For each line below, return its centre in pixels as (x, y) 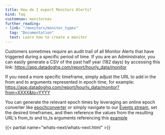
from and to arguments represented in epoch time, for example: (70, 82)
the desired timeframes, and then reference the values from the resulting (79, 112)
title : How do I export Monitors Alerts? (48, 10)
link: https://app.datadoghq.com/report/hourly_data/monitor (66, 67)
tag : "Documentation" (32, 33)
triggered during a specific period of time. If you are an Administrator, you (80, 56)
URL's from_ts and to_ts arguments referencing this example (66, 118)
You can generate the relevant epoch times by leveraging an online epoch (80, 102)
